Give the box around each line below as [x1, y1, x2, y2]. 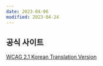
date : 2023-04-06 [6, 8, 49, 15]
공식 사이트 [6, 37, 44, 47]
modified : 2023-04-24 [6, 14, 59, 20]
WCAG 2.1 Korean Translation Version [6, 54, 97, 61]
